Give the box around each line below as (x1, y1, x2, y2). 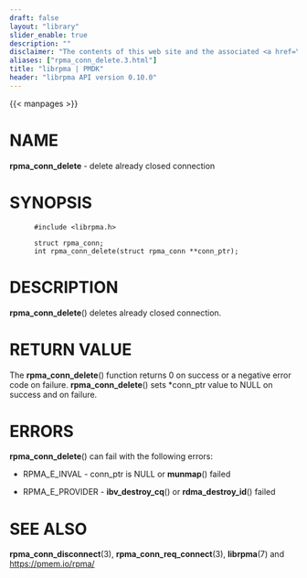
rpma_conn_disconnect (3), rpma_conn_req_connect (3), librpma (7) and (9, 549, 285, 560)
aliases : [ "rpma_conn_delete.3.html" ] (9, 56, 157, 65)
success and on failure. (9, 389, 98, 400)
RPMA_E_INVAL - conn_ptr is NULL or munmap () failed (22, 468, 231, 480)
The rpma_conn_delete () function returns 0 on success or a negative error (9, 369, 291, 380)
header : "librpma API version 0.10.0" (9, 73, 157, 82)
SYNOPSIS (9, 192, 93, 213)
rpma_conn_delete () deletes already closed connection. (9, 307, 222, 318)
